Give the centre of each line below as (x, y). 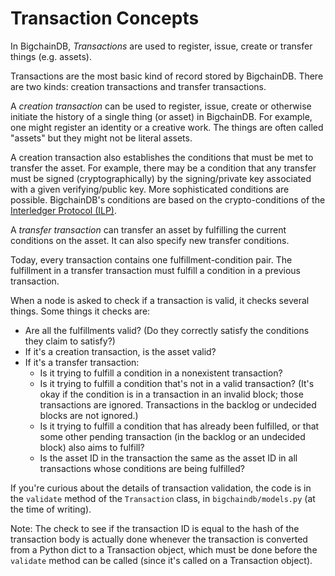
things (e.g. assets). (51, 56)
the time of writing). (51, 509)
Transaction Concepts (105, 18)
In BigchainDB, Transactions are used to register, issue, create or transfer (161, 46)
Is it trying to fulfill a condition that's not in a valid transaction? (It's (177, 383)
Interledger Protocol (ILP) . (64, 210)
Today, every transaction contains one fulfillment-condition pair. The (151, 259)
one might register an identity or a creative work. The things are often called (167, 127)
